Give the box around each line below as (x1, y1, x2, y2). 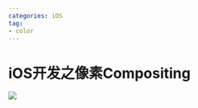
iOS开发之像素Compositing (8, 64, 191, 82)
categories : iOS (8, 11, 63, 20)
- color (8, 27, 35, 35)
